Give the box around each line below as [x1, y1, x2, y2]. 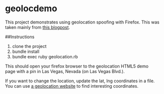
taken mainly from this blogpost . [5, 24, 70, 30]
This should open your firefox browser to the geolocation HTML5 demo [5, 63, 149, 69]
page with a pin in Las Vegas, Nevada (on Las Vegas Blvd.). [5, 68, 125, 74]
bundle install [12, 48, 40, 54]
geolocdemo [5, 3, 57, 14]
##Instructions [5, 34, 35, 40]
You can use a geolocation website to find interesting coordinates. [5, 83, 139, 89]
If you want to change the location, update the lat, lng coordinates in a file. [5, 78, 155, 84]
